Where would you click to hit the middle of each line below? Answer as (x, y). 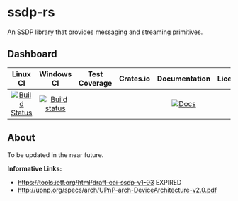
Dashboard (32, 54)
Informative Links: (35, 168)
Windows (55, 74)
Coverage (95, 83)
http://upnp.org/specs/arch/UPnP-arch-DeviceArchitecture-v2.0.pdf (117, 190)
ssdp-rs (31, 12)
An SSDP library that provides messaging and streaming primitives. (105, 32)
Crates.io (135, 79)
